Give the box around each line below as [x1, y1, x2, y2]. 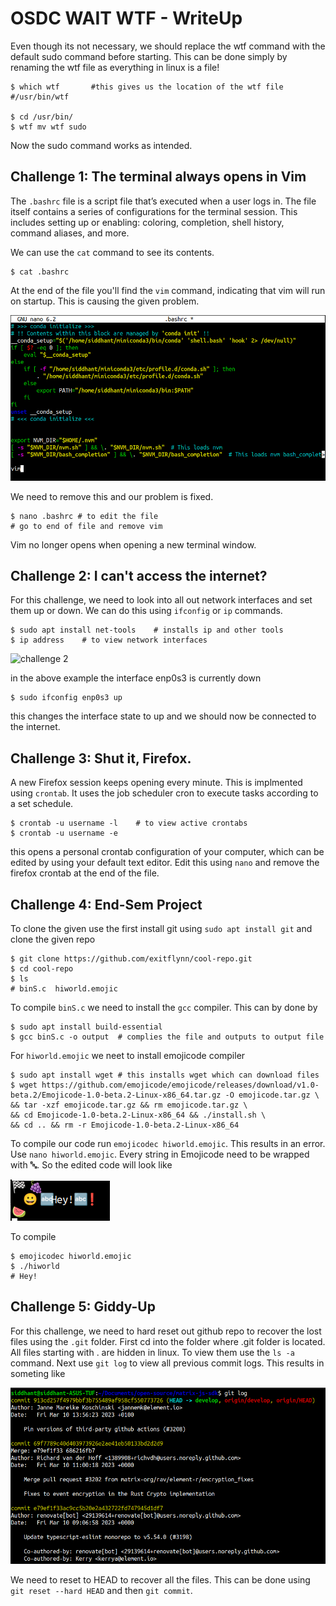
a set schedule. [10, 798, 74, 810]
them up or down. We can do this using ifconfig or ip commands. [10, 605, 283, 617]
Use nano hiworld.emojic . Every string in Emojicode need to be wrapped [10, 1148, 310, 1160]
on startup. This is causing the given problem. [10, 295, 200, 307]
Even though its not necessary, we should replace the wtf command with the [10, 40, 326, 52]
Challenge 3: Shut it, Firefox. [10, 750, 192, 767]
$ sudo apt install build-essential [10, 1022, 163, 1032]
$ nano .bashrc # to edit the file [10, 511, 159, 521]
